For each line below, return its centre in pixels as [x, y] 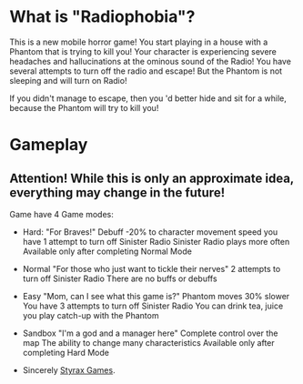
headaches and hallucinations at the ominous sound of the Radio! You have [150, 61]
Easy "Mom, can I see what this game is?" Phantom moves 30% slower [156, 296]
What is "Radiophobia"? [102, 17]
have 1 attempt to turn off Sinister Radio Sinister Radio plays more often [156, 241]
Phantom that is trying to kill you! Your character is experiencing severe [143, 51]
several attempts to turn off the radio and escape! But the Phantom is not [146, 71]
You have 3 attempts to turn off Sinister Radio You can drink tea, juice [153, 306]
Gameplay [49, 145]
